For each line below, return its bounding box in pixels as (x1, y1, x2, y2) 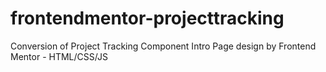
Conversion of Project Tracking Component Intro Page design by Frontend (10, 40, 317, 52)
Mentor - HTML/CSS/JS (10, 50, 108, 62)
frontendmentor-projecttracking (10, 7, 285, 30)
